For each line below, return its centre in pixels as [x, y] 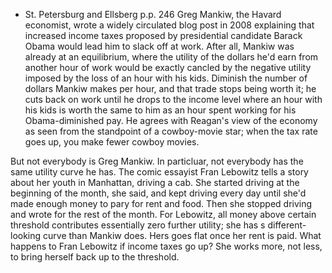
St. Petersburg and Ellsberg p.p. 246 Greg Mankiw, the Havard [153, 14]
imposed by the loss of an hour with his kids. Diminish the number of [166, 78]
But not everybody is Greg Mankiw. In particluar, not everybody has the [157, 161]
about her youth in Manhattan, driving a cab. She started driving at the [155, 182]
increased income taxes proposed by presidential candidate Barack [163, 35]
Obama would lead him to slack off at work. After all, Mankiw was [159, 46]
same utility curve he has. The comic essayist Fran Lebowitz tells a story [159, 172]
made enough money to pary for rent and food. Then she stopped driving [161, 203]
